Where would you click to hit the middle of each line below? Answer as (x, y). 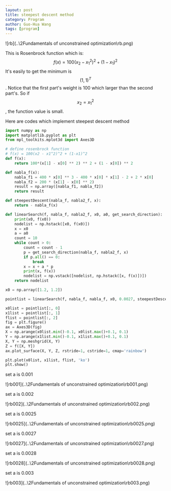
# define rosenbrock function (37, 149)
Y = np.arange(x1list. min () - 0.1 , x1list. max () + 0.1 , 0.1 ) (67, 337)
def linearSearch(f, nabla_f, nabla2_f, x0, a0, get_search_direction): (84, 214)
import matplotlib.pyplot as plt (41, 135)
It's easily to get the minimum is (39, 71)
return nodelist (32, 281)
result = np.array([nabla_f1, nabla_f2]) (59, 187)
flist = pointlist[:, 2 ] (32, 318)
